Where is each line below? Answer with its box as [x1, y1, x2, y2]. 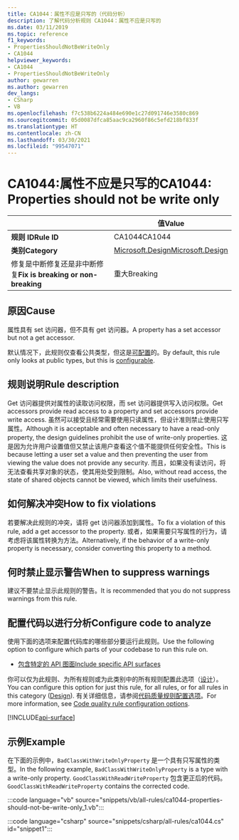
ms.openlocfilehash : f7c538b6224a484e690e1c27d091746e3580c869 [7, 110, 199, 117]
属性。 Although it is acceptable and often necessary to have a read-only [7, 424, 220, 432]
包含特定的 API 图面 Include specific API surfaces [17, 660, 161, 668]
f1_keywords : [7, 37, 46, 44]
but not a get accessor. [7, 333, 75, 342]
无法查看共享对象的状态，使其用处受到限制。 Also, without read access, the [7, 467, 228, 476]
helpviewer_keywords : [7, 57, 72, 64]
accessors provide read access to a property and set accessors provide [7, 407, 218, 415]
